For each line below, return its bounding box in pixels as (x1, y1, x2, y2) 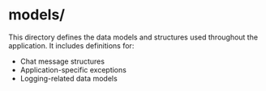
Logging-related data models (19, 73, 118, 83)
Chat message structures (19, 56, 105, 66)
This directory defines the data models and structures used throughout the (8, 32, 258, 42)
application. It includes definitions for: (8, 40, 135, 50)
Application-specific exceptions (19, 64, 127, 74)
